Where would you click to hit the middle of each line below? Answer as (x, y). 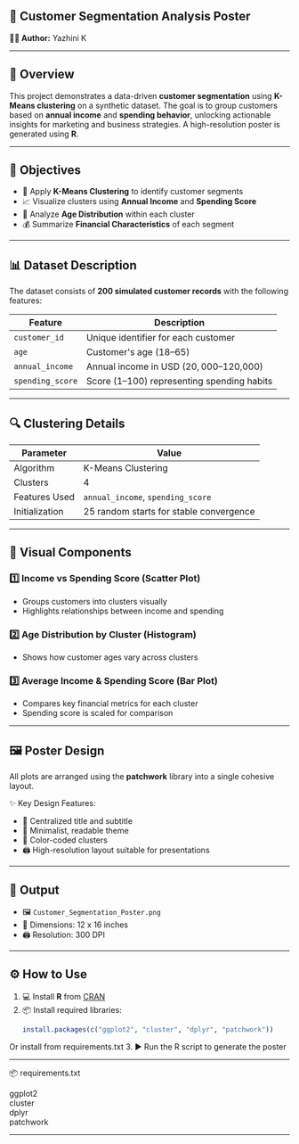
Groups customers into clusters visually (94, 601)
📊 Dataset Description (73, 265)
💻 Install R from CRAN (64, 996)
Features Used (44, 498)
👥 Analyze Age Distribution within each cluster (109, 214)
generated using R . (44, 134)
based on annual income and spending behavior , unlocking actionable (140, 115)
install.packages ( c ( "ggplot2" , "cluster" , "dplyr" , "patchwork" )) (148, 1029)
